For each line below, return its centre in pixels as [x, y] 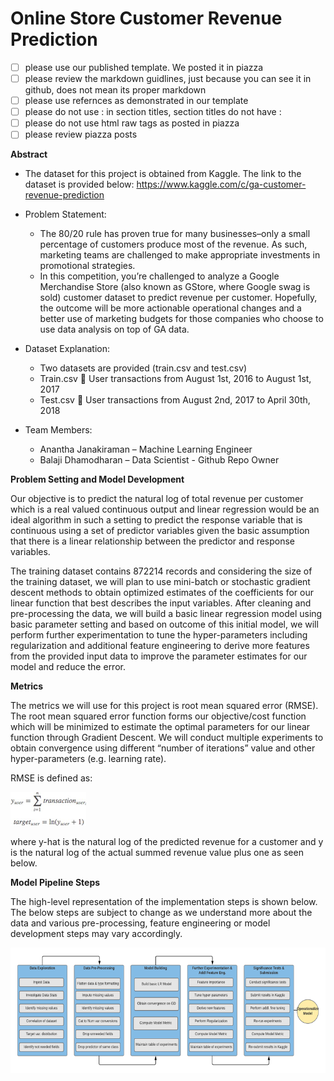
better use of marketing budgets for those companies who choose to [181, 319]
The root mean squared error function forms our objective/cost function [158, 716]
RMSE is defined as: [51, 778]
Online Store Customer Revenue [146, 18]
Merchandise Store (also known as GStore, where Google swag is [175, 287]
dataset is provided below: [79, 184]
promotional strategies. [87, 266]
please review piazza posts [81, 134]
